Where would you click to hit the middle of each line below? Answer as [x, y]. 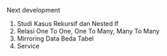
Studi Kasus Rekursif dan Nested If [68, 23]
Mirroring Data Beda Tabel [55, 38]
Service [28, 46]
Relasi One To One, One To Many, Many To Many [88, 31]
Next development [34, 10]
